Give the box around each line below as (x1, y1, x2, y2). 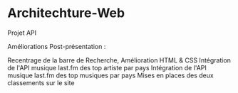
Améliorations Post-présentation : (7, 42, 106, 50)
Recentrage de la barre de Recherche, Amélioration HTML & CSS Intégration (7, 55, 232, 65)
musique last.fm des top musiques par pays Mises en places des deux (7, 71, 214, 80)
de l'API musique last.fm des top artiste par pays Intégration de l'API (7, 63, 207, 72)
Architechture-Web (7, 5, 125, 21)
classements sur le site (7, 78, 75, 87)
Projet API (7, 28, 37, 37)
